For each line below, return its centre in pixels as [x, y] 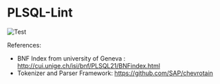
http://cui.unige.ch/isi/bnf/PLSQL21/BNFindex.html [88, 65]
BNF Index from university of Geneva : [71, 58]
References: [24, 45]
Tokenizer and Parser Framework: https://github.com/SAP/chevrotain [115, 73]
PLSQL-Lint [40, 13]
